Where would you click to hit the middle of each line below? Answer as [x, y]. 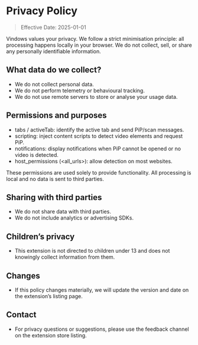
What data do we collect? [54, 70]
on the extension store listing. [51, 335]
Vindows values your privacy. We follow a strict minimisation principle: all [95, 38]
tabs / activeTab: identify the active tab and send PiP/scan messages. [99, 130]
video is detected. [37, 154]
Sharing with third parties [54, 197]
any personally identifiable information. [54, 51]
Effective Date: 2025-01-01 [53, 27]
